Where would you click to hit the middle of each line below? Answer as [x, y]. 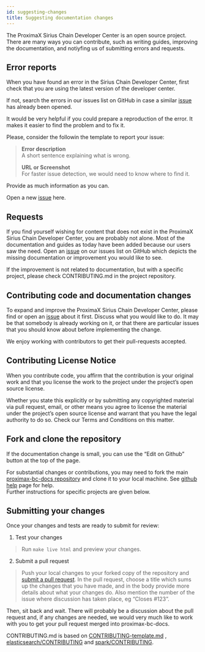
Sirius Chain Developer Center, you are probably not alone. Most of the [96, 238]
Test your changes [39, 538]
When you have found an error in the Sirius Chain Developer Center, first [98, 82]
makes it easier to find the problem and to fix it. [66, 126]
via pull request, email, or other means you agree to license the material [97, 407]
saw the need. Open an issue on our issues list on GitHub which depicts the [102, 251]
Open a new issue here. [36, 198]
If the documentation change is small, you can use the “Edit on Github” [95, 454]
